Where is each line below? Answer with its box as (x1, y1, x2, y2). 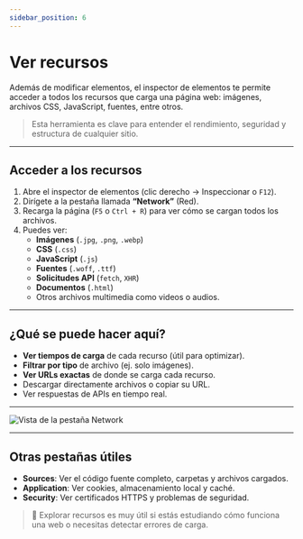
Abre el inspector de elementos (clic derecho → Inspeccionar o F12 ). (22, 187, 277, 197)
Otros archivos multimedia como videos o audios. (35, 292, 220, 303)
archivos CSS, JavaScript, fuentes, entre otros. (9, 101, 184, 112)
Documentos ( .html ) (35, 282, 115, 293)
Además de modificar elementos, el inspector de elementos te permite (9, 82, 271, 93)
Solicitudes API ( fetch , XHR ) (35, 272, 140, 284)
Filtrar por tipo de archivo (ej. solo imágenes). (22, 360, 194, 370)
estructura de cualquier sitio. (31, 128, 139, 139)
